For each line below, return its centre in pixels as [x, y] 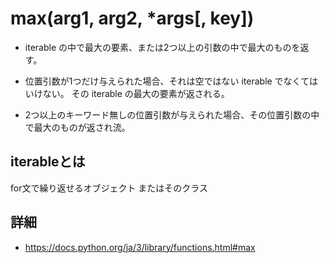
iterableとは [48, 162]
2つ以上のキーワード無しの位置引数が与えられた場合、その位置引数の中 [172, 114]
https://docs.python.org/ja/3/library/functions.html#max [140, 247]
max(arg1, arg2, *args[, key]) [132, 18]
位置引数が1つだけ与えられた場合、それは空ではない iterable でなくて [167, 81]
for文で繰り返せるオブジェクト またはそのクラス [109, 188]
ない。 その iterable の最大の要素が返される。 [136, 93]
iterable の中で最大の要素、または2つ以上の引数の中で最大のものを [162, 47]
